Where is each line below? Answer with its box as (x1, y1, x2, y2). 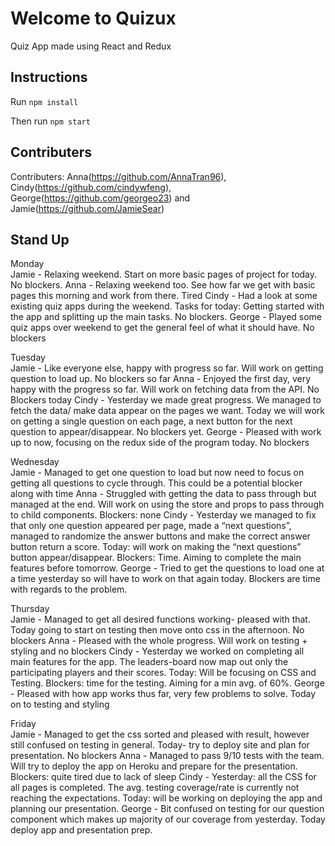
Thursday (10, 603, 50, 615)
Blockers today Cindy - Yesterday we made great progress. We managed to (10, 394, 322, 406)
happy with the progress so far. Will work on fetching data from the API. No (10, 383, 320, 396)
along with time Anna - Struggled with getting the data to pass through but (10, 488, 317, 500)
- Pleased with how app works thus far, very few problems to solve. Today (10, 688, 317, 700)
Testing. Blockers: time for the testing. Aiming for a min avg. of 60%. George (10, 677, 325, 689)
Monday (10, 258, 45, 270)
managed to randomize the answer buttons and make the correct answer (10, 530, 311, 542)
